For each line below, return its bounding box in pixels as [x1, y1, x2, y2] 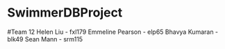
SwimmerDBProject [7, 5, 123, 21]
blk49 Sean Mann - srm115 [7, 35, 83, 43]
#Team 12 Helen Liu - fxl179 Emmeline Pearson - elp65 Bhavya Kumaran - [7, 28, 219, 36]
